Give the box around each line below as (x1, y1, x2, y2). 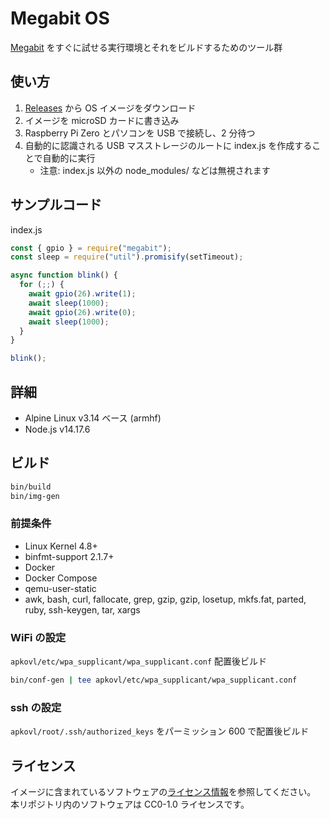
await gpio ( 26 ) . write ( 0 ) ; (28, 307, 137, 317)
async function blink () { (10, 270, 118, 281)
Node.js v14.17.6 (24, 423, 91, 435)
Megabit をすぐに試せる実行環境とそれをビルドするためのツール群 (10, 41, 283, 53)
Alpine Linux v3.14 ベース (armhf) (24, 412, 162, 424)
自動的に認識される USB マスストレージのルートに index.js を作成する (24, 139, 313, 151)
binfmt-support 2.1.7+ (24, 550, 115, 562)
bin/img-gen (10, 491, 60, 501)
